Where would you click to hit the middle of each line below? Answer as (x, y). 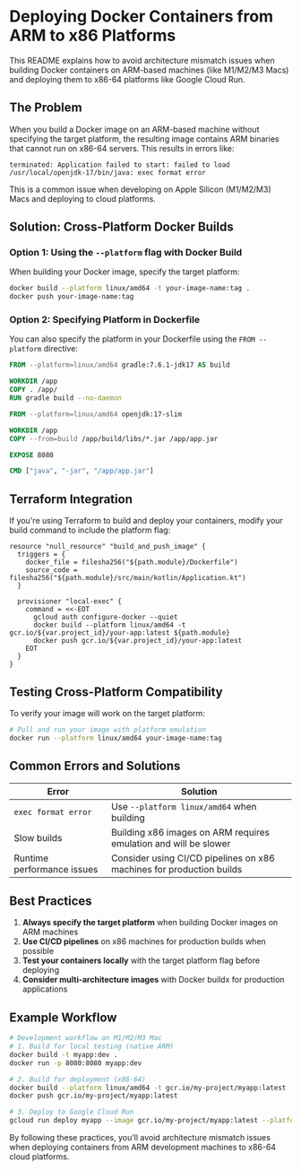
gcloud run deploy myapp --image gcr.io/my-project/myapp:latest (133, 1121)
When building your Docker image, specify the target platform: (125, 272)
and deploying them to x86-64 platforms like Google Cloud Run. (127, 79)
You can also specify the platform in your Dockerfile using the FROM (132, 339)
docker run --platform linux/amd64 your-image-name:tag (116, 738)
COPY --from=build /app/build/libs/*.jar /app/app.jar (114, 438)
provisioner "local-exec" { (70, 602)
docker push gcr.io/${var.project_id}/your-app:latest (138, 641)
